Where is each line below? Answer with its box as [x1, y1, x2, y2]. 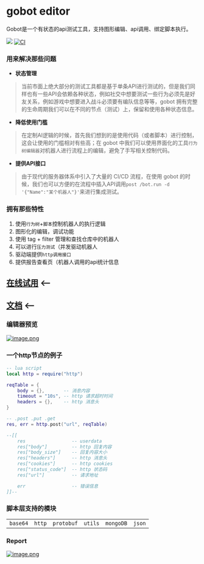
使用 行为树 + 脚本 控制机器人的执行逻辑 [15, 220, 106, 227]
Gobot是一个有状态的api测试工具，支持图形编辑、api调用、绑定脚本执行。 [6, 25, 192, 32]
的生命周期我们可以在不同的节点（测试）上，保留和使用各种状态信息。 [21, 106, 198, 113]
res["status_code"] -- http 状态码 [17, 466, 108, 473]
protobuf [52, 519, 78, 527]
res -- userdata [17, 438, 102, 444]
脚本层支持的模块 [6, 504, 57, 513]
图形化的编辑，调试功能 [15, 227, 74, 235]
